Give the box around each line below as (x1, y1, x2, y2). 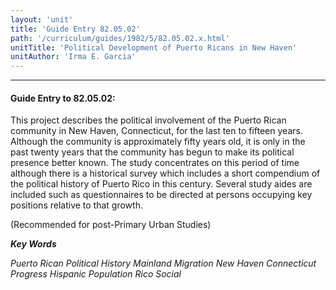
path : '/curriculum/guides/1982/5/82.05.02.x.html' (10, 33, 230, 43)
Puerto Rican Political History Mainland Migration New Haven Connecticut (10, 257, 317, 270)
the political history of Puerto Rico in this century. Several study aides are (10, 178, 313, 190)
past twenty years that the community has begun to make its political (10, 146, 295, 158)
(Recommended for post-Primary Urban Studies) (10, 219, 212, 231)
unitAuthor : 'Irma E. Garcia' (10, 52, 137, 62)
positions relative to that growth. (10, 199, 143, 211)
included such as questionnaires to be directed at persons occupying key (10, 189, 313, 201)
